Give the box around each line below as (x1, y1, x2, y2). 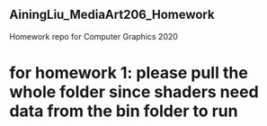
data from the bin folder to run (9, 101, 238, 121)
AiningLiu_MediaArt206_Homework (9, 7, 215, 22)
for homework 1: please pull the (9, 63, 249, 83)
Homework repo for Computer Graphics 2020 (9, 31, 178, 41)
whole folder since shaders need (9, 82, 259, 102)
